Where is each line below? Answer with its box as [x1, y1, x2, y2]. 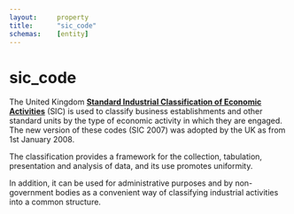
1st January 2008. [9, 134, 75, 145]
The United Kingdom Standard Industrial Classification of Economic [9, 96, 262, 107]
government [9, 187, 54, 198]
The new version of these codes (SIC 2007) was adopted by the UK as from [9, 125, 286, 135]
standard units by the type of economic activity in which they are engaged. [9, 116, 283, 126]
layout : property [9, 12, 89, 22]
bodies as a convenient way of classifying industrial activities [55, 187, 279, 198]
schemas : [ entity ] [9, 29, 89, 38]
